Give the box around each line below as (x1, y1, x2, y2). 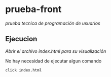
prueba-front (5, 4, 62, 15)
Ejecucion (5, 35, 38, 43)
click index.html (5, 67, 42, 72)
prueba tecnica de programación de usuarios (5, 20, 100, 26)
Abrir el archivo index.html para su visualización (5, 48, 106, 54)
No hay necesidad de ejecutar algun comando (5, 58, 102, 64)
